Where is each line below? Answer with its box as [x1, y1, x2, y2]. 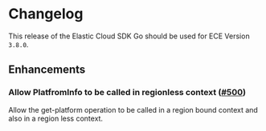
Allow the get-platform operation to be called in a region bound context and [8, 105, 259, 114]
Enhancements [8, 63, 86, 77]
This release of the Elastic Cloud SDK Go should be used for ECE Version [8, 31, 251, 41]
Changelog [8, 5, 84, 23]
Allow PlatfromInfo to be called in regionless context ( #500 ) [8, 87, 247, 98]
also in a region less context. [8, 113, 103, 123]
